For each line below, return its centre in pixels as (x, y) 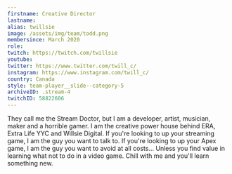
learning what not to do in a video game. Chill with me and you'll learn (108, 156)
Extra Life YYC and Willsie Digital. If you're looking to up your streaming (111, 133)
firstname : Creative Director (52, 14)
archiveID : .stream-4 (39, 92)
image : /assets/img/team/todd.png (58, 33)
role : (15, 46)
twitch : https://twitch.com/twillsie (63, 53)
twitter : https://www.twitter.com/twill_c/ (72, 66)
